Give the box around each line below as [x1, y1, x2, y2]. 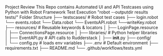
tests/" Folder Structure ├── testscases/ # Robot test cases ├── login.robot [5, 14, 158, 20]
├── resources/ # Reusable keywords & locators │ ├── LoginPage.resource [5, 25, 158, 30]
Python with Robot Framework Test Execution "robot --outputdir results [5, 9, 148, 15]
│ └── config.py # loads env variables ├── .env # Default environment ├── [5, 40, 158, 45]
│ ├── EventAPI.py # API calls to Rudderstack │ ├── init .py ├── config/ [5, 35, 151, 41]
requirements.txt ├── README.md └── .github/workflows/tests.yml [5, 45, 143, 51]
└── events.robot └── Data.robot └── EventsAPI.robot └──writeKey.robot [5, 19, 157, 25]
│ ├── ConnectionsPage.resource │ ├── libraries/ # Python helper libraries [5, 30, 157, 35]
